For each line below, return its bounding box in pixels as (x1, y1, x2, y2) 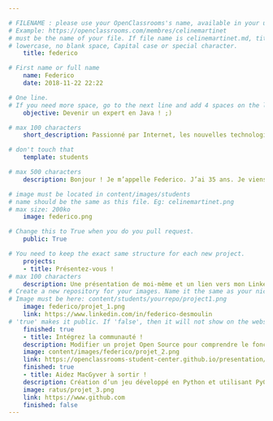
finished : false (23, 401, 79, 409)
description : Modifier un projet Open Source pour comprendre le (23, 341, 249, 349)
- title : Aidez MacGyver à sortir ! (23, 371, 148, 379)
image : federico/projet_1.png (23, 302, 126, 311)
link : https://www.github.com (23, 393, 126, 401)
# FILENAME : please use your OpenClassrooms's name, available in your (8, 19, 260, 27)
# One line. (8, 93, 49, 102)
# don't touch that (8, 145, 75, 154)
